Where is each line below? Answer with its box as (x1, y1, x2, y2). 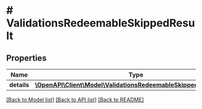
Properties (6, 53, 47, 63)
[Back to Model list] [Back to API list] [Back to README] (6, 96, 144, 103)
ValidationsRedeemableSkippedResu (6, 16, 195, 30)
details (9, 81, 29, 89)
